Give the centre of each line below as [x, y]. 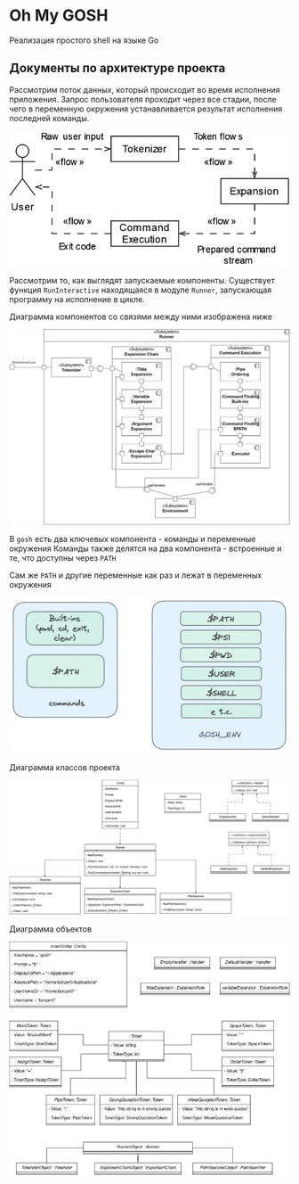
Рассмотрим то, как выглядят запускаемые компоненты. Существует [142, 280]
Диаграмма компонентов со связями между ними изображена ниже [141, 317]
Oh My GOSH [59, 16]
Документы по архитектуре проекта [117, 68]
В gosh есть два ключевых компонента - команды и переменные [133, 539]
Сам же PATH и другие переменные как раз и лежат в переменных [136, 575]
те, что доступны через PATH [63, 557]
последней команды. [49, 118]
